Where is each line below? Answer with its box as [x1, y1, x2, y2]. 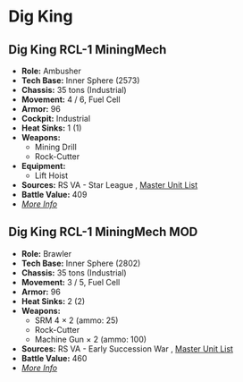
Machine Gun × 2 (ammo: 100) [34, 334, 147, 344]
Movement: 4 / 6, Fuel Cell [21, 94, 121, 105]
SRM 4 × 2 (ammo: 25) [34, 315, 119, 326]
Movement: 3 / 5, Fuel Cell [21, 276, 121, 287]
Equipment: [21, 161, 66, 171]
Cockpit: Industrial [21, 114, 91, 123]
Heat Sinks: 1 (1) [21, 123, 82, 133]
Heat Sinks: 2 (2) [21, 295, 86, 306]
